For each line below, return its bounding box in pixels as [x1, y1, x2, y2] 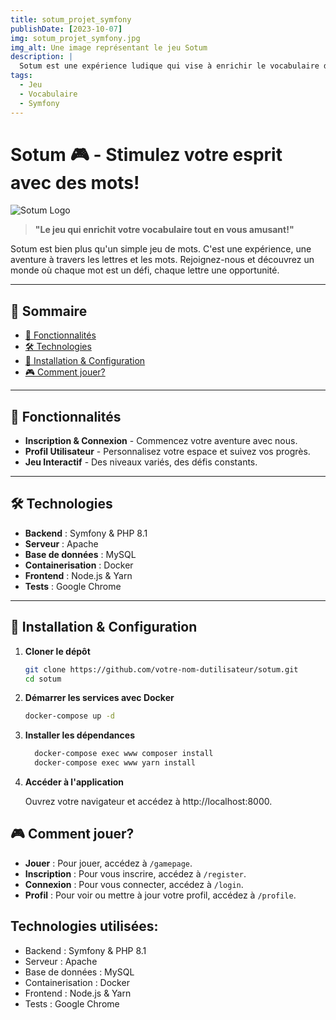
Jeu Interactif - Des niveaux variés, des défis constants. [24, 456, 258, 468]
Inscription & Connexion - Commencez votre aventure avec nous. [24, 435, 298, 447]
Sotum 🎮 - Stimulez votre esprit [10, 143, 283, 166]
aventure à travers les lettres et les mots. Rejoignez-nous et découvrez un [10, 254, 315, 266]
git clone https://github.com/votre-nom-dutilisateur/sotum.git [24, 664, 299, 675]
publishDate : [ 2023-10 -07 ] [10, 24, 123, 34]
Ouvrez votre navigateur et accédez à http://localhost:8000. [24, 796, 273, 808]
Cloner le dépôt [24, 645, 91, 657]
